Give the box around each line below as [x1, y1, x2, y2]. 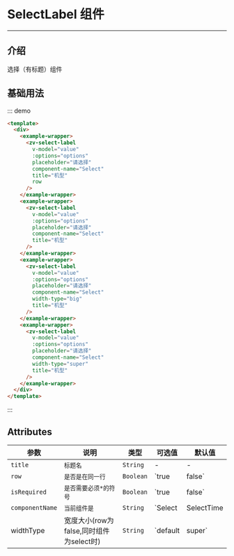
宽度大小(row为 [63, 515, 114, 525]
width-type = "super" [32, 360, 89, 367]
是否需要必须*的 [63, 484, 109, 492]
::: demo [7, 106, 31, 115]
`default [154, 526, 180, 535]
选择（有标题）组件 [7, 64, 63, 73]
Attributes [7, 426, 52, 438]
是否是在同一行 [63, 473, 106, 480]
